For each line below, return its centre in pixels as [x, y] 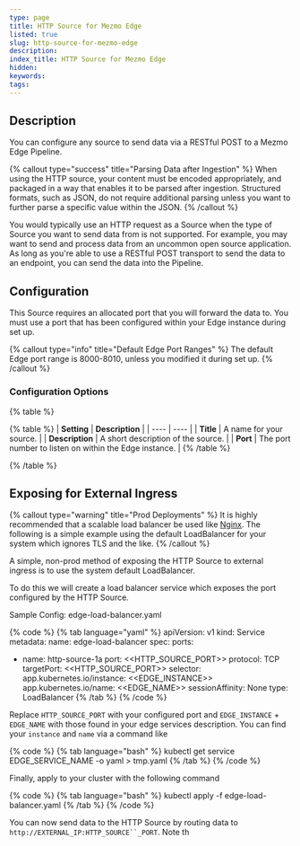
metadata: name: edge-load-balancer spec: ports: [102, 642]
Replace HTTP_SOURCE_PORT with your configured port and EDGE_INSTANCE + [145, 715]
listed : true [34, 34]
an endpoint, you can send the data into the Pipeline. [107, 263]
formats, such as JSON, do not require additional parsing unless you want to [150, 198]
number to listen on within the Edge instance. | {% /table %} [120, 448]
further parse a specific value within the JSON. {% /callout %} [124, 207]
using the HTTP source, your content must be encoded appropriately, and [146, 179]
